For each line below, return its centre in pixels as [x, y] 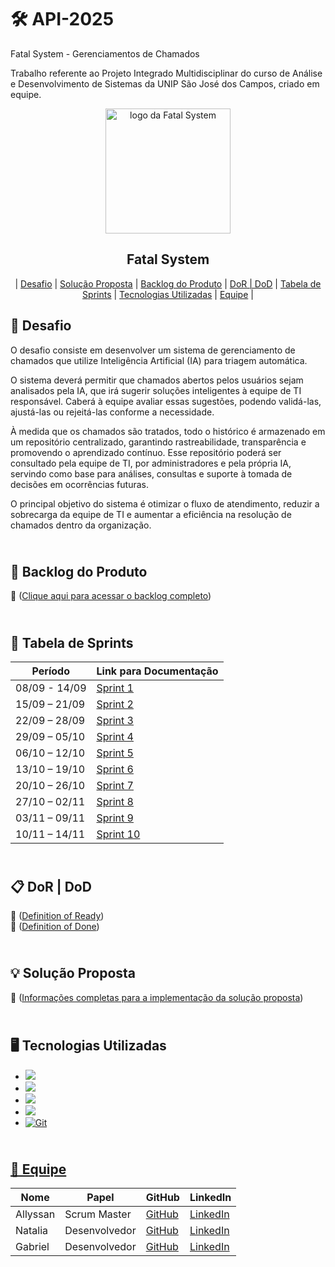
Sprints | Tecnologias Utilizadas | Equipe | [168, 294]
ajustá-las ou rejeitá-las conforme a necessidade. [112, 412]
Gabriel [32, 1247]
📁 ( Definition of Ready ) [57, 915]
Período [50, 671]
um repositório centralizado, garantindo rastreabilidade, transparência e [158, 442]
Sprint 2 [115, 704]
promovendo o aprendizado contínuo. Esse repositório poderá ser [146, 452]
